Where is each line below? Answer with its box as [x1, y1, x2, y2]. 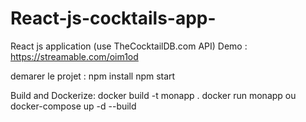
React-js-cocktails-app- [10, 7, 217, 30]
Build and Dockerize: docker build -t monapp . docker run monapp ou [10, 89, 297, 101]
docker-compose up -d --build [10, 100, 137, 112]
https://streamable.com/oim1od [10, 50, 139, 62]
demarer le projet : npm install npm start [10, 70, 176, 82]
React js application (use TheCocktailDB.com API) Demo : [10, 40, 248, 52]
